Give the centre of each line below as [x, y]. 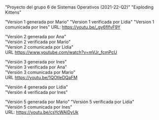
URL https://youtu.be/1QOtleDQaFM [41, 77]
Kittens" [13, 12]
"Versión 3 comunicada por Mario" [40, 72]
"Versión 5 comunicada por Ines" [39, 107]
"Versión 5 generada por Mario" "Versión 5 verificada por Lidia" [70, 102]
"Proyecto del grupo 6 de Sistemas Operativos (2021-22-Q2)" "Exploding [79, 7]
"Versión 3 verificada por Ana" [36, 67]
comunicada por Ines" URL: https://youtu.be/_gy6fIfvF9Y [63, 27]
